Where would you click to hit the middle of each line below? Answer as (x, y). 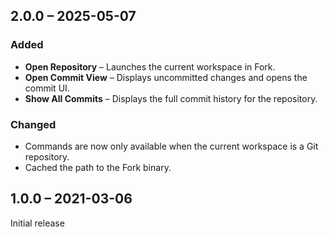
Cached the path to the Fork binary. (98, 167)
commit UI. (47, 88)
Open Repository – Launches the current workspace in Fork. (150, 66)
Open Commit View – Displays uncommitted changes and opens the (166, 77)
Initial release (37, 223)
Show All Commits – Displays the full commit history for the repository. (171, 98)
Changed (33, 124)
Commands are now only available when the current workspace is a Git (171, 146)
